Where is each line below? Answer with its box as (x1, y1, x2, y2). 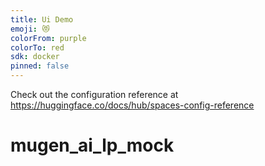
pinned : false (10, 61, 70, 71)
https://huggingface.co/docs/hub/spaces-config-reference (10, 99, 255, 111)
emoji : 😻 (10, 24, 50, 34)
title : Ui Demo (10, 14, 74, 25)
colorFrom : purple (10, 33, 87, 43)
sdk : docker (10, 52, 60, 62)
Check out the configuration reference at (10, 89, 179, 100)
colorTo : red (10, 42, 65, 53)
